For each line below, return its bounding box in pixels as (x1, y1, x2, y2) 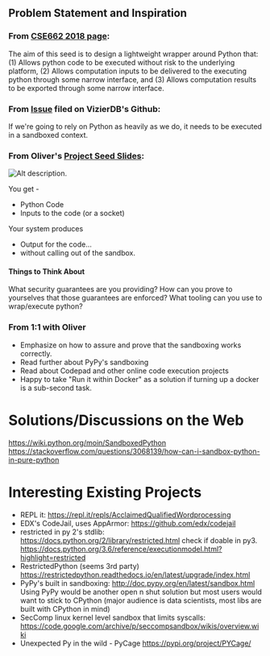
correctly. (19, 348, 52, 358)
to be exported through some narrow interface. (8, 83, 164, 93)
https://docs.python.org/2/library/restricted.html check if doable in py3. (19, 535, 258, 545)
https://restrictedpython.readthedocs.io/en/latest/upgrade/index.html (19, 570, 251, 579)
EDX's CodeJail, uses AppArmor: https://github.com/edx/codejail (19, 518, 236, 528)
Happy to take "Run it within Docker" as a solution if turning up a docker (19, 374, 260, 384)
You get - (8, 185, 39, 194)
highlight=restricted (19, 552, 86, 563)
